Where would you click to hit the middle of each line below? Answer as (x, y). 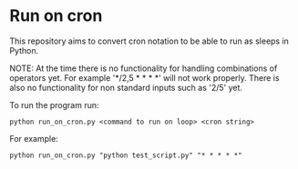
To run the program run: (54, 104)
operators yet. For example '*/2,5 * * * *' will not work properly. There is (144, 77)
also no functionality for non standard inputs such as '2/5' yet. (126, 87)
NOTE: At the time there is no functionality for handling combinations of (144, 68)
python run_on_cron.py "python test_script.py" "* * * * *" (126, 155)
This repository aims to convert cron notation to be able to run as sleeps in (149, 41)
